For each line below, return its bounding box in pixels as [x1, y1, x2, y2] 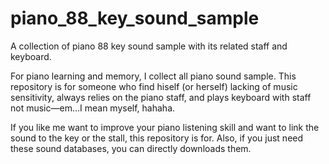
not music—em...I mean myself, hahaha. [10, 102, 176, 114]
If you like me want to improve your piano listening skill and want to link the [10, 121, 320, 133]
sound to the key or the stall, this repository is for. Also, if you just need [10, 132, 304, 144]
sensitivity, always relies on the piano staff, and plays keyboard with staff [10, 91, 312, 103]
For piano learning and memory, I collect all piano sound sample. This [10, 70, 297, 82]
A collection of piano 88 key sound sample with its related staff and [10, 40, 288, 52]
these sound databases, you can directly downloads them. [10, 142, 252, 154]
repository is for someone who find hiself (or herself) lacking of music [10, 80, 298, 92]
